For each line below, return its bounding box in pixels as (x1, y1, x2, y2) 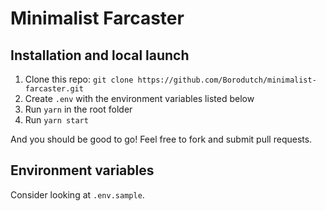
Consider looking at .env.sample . (10, 188, 145, 201)
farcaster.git (24, 84, 84, 94)
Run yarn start (24, 114, 89, 126)
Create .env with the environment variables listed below (24, 93, 255, 104)
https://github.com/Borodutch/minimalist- (137, 75, 317, 85)
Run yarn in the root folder (24, 103, 133, 115)
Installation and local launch (10, 47, 190, 64)
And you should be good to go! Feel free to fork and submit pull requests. (10, 133, 313, 145)
